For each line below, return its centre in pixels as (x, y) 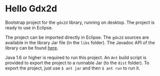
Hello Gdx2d (31, 9)
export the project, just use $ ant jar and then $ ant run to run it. (73, 68)
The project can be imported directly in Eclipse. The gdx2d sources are (77, 37)
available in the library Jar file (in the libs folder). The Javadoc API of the (80, 42)
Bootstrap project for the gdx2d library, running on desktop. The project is (80, 22)
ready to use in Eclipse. (29, 27)
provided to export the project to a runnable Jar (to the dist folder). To (77, 63)
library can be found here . (32, 48)
